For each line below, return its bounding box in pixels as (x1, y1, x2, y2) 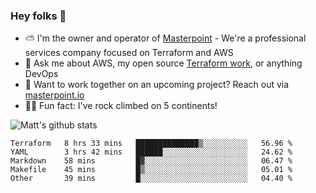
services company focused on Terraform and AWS (24, 47, 234, 59)
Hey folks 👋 (10, 9, 67, 23)
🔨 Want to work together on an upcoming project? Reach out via (24, 79, 290, 91)
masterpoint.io (24, 89, 85, 101)
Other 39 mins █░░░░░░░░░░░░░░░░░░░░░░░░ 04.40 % (10, 174, 293, 184)
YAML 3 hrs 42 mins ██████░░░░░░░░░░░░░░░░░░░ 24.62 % (10, 147, 293, 158)
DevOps (24, 68, 59, 80)
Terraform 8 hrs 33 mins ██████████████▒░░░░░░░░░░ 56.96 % (10, 139, 293, 149)
